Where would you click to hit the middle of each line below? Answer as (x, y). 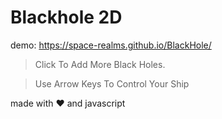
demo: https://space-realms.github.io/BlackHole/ (111, 45)
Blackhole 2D (66, 17)
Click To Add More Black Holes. (100, 64)
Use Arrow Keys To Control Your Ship (112, 83)
